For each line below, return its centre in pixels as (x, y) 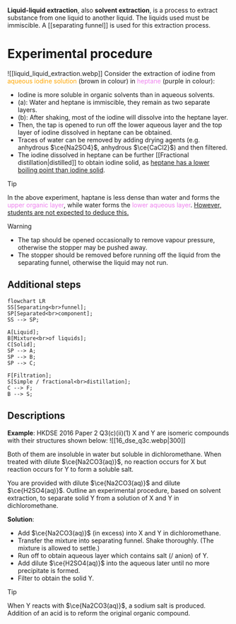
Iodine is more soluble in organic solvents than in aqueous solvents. (116, 94)
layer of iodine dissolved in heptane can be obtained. (95, 132)
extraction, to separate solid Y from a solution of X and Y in (93, 498)
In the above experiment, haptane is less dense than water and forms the (114, 197)
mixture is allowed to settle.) (59, 548)
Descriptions (36, 416)
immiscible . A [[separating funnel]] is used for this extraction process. (109, 25)
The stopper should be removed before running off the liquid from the (119, 255)
